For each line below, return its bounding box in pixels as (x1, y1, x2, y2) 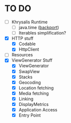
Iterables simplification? (18, 30, 66, 36)
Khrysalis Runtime (11, 19, 48, 25)
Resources (11, 52, 33, 58)
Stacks (18, 74, 33, 80)
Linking (18, 96, 34, 102)
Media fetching (18, 90, 49, 96)
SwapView (18, 69, 40, 74)
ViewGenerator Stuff (11, 57, 53, 63)
